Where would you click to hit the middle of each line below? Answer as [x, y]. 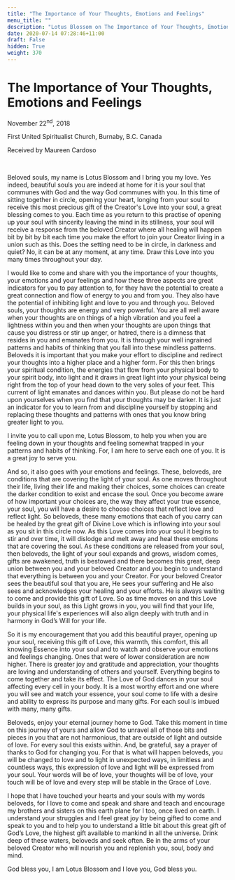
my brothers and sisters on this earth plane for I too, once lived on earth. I [113, 811]
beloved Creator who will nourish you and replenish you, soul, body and [111, 848]
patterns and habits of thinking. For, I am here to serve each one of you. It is [116, 451]
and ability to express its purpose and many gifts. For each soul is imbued [113, 702]
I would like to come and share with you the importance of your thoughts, [113, 273]
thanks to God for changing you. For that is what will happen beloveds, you [115, 752]
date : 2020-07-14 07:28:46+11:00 [56, 33]
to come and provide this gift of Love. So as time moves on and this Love [112, 599]
